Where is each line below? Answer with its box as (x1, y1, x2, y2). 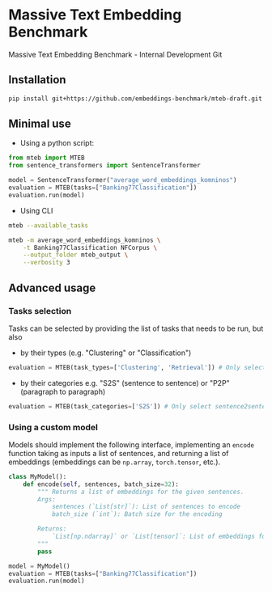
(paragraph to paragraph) (19, 387, 106, 396)
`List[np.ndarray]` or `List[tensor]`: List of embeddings (51, 532, 255, 541)
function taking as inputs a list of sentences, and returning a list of (8, 448, 229, 458)
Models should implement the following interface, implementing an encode (8, 439, 255, 450)
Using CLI (19, 205, 53, 215)
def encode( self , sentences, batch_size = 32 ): (23, 480, 180, 488)
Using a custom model (8, 421, 99, 433)
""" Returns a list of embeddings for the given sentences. (37, 488, 244, 496)
